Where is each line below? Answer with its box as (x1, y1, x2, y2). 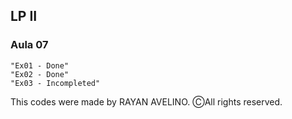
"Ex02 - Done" (10, 69, 70, 79)
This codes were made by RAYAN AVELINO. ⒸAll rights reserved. (10, 95, 283, 108)
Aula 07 (10, 38, 49, 52)
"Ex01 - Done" (10, 60, 70, 71)
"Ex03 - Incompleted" (10, 78, 101, 88)
